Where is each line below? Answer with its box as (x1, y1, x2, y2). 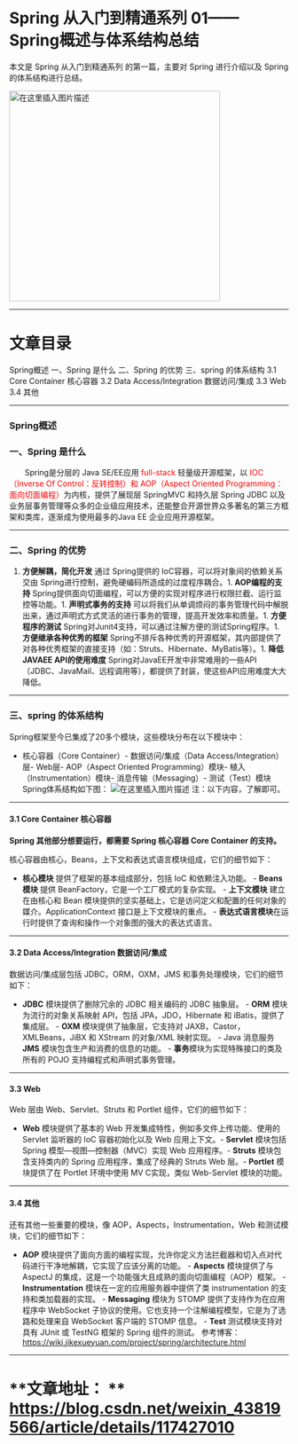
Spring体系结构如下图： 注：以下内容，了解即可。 (21, 783, 286, 794)
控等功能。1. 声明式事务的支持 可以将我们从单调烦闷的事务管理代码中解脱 (21, 600, 289, 610)
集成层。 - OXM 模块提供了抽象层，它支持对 (21, 1021, 184, 1032)
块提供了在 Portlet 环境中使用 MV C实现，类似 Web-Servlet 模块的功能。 (21, 1167, 287, 1178)
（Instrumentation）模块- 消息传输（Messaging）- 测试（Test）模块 (21, 773, 272, 783)
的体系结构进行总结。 (9, 72, 87, 82)
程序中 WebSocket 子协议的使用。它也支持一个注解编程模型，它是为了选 (21, 1305, 286, 1315)
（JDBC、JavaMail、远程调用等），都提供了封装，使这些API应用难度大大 (21, 666, 286, 677)
